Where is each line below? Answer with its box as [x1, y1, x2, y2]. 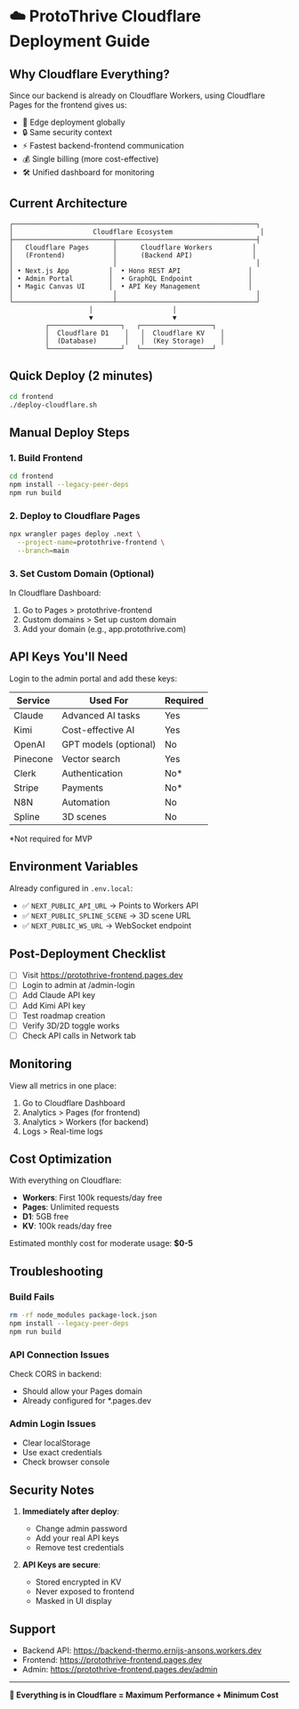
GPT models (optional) [61, 738, 157, 750]
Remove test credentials [35, 1543, 125, 1553]
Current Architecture [9, 196, 128, 211]
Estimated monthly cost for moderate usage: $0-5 [9, 1238, 193, 1249]
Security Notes [9, 1482, 95, 1497]
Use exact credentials [21, 1447, 102, 1458]
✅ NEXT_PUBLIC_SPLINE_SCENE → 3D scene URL [21, 910, 191, 920]
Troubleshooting [9, 1264, 104, 1279]
